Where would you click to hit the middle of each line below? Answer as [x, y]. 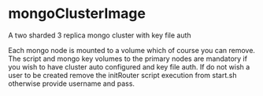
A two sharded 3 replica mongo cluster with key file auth [100, 35]
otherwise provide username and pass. [72, 84]
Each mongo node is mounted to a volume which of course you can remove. [132, 50]
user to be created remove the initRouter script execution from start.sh [122, 75]
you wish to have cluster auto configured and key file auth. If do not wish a [129, 66]
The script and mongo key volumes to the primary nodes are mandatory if [128, 59]
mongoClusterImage [77, 14]
